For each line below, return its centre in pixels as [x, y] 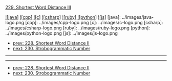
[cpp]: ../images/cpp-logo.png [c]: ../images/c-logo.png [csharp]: [94, 23]
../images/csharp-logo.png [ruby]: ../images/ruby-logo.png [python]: [78, 28]
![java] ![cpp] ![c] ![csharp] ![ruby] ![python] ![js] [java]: [63, 17]
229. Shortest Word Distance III [38, 7]
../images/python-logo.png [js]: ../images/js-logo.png [61, 33]
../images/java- [138, 17]
